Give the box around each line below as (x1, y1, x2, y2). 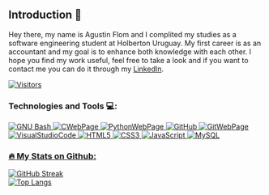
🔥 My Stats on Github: (8, 150, 97, 162)
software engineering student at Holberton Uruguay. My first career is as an (8, 38, 262, 48)
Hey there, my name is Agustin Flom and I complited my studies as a (8, 29, 237, 39)
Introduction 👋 (8, 8, 83, 22)
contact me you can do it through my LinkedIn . (8, 64, 164, 74)
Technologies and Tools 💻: (8, 100, 117, 112)
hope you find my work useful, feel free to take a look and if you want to (8, 55, 249, 65)
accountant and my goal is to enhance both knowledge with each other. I (8, 46, 252, 57)
